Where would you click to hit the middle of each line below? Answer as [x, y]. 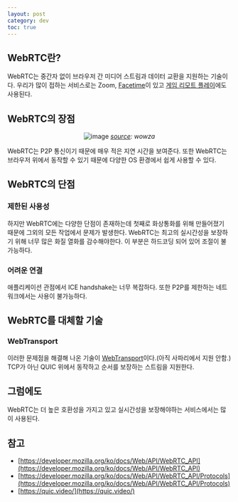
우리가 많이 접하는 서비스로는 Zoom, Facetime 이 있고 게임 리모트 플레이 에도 [122, 85]
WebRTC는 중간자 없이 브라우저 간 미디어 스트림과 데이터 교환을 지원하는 [108, 76]
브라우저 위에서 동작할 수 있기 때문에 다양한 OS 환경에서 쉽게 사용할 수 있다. [112, 160]
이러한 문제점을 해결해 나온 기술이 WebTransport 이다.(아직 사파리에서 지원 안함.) [119, 357]
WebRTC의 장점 [42, 119]
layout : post [27, 14]
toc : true [22, 27]
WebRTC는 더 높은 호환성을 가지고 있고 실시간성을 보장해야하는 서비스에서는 [113, 409]
